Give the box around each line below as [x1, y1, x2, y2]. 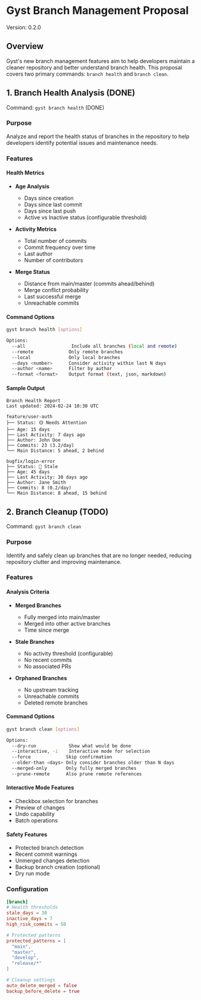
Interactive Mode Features [6, 784, 74, 791]
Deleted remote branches [24, 699, 88, 706]
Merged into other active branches [24, 620, 111, 627]
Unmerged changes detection [15, 857, 90, 864]
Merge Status [15, 268, 50, 276]
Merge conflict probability [24, 286, 89, 294]
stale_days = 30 [6, 910, 47, 916]
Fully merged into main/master [24, 613, 100, 621]
